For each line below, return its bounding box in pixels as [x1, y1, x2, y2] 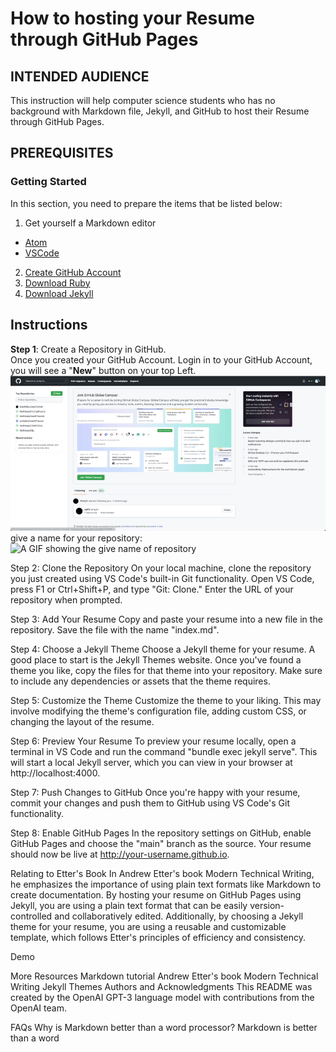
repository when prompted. [10, 593, 123, 606]
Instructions [10, 317, 88, 334]
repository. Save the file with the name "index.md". [10, 623, 220, 636]
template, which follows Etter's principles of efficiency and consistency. [10, 931, 306, 943]
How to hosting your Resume [10, 7, 255, 30]
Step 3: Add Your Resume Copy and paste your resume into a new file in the [10, 613, 323, 625]
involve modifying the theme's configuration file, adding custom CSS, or [10, 705, 307, 717]
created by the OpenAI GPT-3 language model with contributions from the [10, 991, 315, 1003]
